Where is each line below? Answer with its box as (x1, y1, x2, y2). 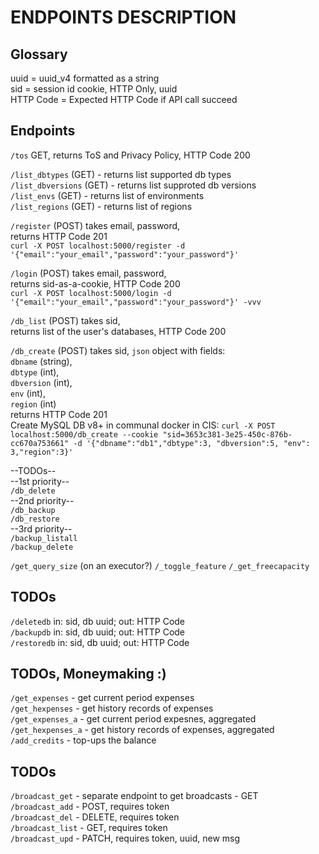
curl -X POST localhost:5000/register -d (10, 241, 186, 251)
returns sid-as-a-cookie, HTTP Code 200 (10, 277, 181, 290)
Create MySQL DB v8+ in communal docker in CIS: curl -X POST (10, 419, 276, 431)
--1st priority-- (10, 475, 70, 487)
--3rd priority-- (10, 522, 73, 535)
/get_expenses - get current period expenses (10, 692, 195, 704)
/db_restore (10, 514, 60, 524)
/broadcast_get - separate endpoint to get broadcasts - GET (10, 790, 259, 802)
